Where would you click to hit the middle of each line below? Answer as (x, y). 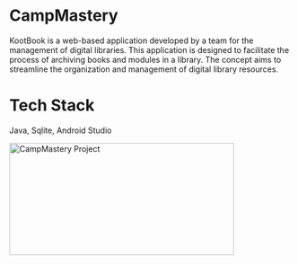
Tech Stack (52, 106)
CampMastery (64, 16)
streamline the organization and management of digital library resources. (144, 69)
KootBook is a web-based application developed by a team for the (131, 40)
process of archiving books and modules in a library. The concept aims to (145, 59)
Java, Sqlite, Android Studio (61, 130)
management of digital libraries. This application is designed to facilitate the (149, 49)
